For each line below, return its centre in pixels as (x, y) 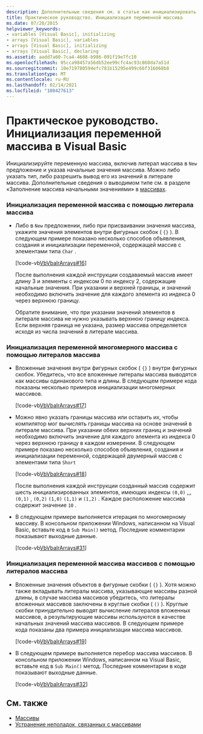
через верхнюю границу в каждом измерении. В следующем (95, 443)
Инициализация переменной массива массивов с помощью (101, 564)
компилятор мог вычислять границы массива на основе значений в (103, 424)
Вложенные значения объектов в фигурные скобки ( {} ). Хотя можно (105, 584)
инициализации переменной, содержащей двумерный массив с (98, 456)
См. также (27, 703)
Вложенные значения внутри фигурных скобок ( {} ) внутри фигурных (106, 368)
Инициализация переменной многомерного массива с (92, 347)
